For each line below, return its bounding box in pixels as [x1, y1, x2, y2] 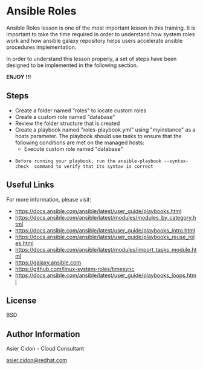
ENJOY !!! [6, 73, 31, 80]
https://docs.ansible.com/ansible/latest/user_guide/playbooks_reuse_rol [14, 233, 195, 240]
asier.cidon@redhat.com [6, 357, 68, 364]
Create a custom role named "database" [14, 113, 115, 120]
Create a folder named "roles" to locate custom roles [14, 107, 147, 114]
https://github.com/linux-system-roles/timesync [14, 265, 135, 272]
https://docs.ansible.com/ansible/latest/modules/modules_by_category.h [14, 214, 196, 221]
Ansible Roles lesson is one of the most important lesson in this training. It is [6, 24, 196, 31]
